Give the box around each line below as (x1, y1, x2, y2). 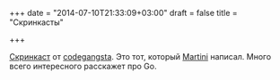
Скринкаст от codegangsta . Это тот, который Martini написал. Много (9, 52, 272, 61)
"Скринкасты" (9, 17, 65, 28)
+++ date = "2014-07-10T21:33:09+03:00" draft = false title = (9, 8, 238, 18)
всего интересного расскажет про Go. (9, 61, 157, 71)
